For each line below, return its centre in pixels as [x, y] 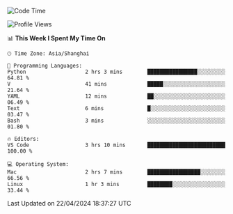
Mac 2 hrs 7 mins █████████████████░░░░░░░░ [116, 172]
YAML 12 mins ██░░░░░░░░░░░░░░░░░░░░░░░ [116, 96]
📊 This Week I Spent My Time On [56, 38]
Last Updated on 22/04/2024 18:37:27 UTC [69, 203]
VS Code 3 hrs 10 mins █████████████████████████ [116, 145]
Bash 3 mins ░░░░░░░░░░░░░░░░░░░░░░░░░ [116, 121]
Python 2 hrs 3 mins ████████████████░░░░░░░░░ [116, 72]
